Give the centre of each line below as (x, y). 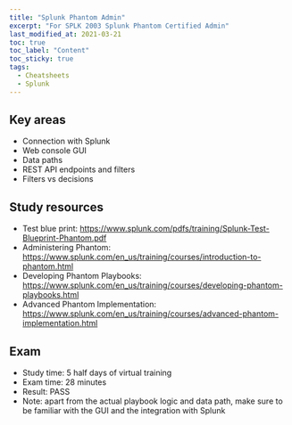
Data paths (42, 160)
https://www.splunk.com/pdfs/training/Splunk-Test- (175, 229)
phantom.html (48, 266)
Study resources (57, 207)
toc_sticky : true (42, 59)
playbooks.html (50, 295)
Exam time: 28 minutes (64, 382)
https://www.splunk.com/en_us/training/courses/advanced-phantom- (150, 314)
